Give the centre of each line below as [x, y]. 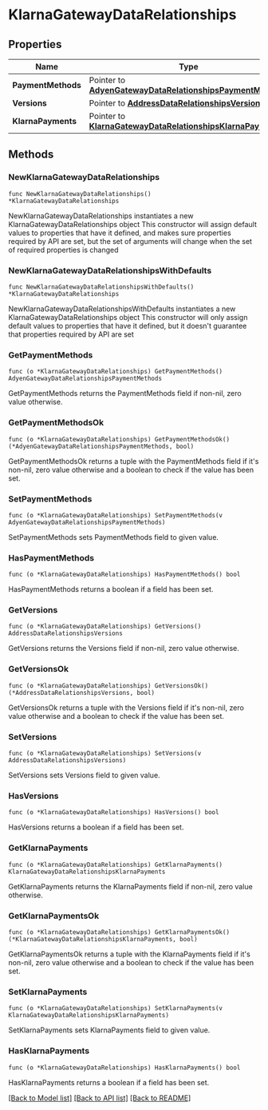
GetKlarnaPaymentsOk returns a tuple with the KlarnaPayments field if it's [130, 954]
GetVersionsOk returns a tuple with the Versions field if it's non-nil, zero [126, 707]
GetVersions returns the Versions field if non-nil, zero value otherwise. [124, 649]
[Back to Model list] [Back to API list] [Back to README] [100, 1098]
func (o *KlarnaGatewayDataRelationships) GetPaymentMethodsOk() [119, 439]
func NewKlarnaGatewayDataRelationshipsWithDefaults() [101, 287]
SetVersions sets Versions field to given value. [85, 775]
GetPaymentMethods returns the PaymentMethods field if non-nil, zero [125, 393]
